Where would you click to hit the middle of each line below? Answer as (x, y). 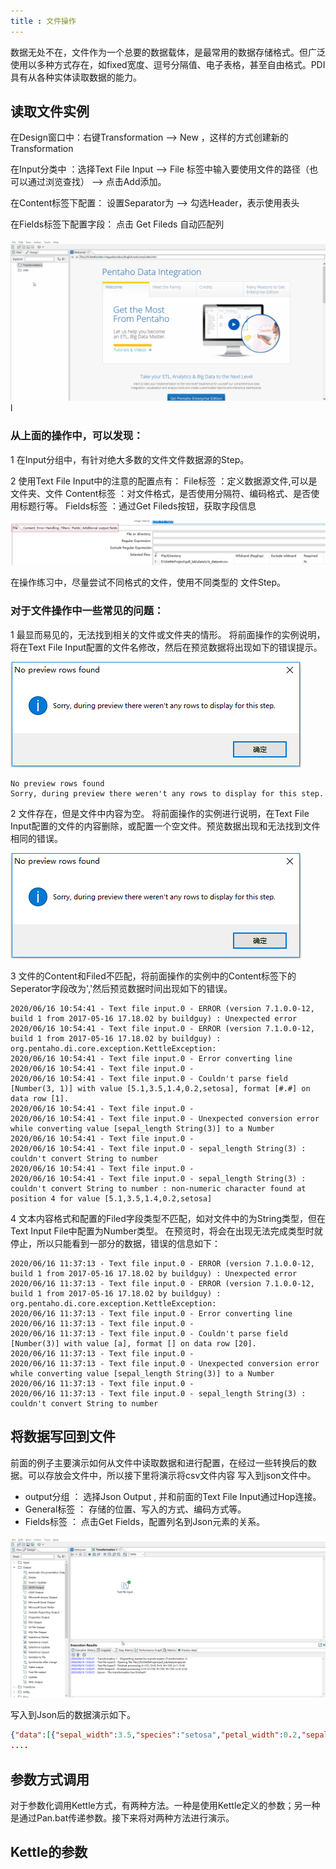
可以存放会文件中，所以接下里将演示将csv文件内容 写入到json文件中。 (172, 1475)
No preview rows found (57, 783)
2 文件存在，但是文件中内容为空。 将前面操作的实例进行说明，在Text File (160, 813)
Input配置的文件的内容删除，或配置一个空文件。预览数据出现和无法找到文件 (165, 826)
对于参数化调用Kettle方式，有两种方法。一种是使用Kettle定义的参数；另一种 (165, 1806)
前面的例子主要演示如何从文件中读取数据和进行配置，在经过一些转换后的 (159, 1462)
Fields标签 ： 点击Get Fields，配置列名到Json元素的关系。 (145, 1521)
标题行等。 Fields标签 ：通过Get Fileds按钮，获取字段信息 (137, 506)
